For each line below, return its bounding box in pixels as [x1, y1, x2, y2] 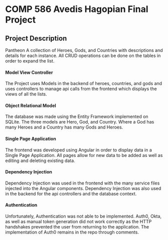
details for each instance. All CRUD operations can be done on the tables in [5, 52, 161, 58]
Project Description [5, 34, 67, 42]
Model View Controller [5, 69, 53, 75]
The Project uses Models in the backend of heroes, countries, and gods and [5, 80, 162, 86]
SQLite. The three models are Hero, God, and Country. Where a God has [5, 119, 154, 125]
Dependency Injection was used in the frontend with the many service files [5, 180, 160, 186]
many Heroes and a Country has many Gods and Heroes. [5, 124, 123, 130]
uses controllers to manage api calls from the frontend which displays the [5, 86, 157, 92]
